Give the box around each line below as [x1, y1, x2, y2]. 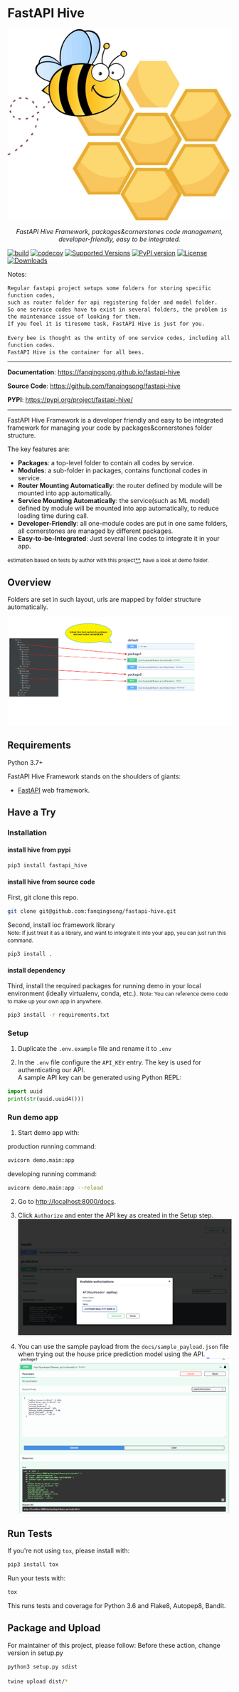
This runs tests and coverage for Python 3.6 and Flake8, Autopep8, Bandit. [7, 1601, 226, 1609]
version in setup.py [7, 1649, 64, 1657]
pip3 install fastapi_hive [7, 862, 87, 869]
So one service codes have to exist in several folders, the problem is [7, 306, 228, 314]
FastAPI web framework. [17, 786, 90, 794]
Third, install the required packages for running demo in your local [7, 982, 201, 990]
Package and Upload [7, 1622, 101, 1634]
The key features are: [7, 445, 70, 453]
